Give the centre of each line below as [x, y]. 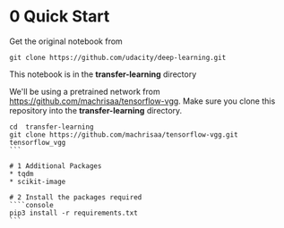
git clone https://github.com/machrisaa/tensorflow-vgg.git [124, 135]
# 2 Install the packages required [76, 197]
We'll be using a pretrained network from [85, 91]
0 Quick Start [60, 17]
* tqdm [22, 173]
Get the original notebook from [66, 41]
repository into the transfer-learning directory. [96, 110]
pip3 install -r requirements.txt [74, 213]
